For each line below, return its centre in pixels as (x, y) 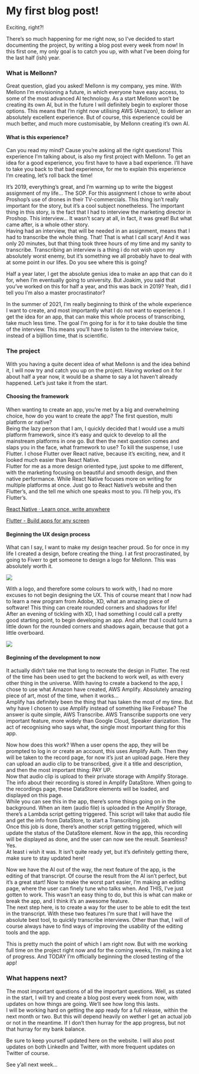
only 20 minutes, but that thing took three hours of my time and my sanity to (99, 243)
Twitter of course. (28, 1053)
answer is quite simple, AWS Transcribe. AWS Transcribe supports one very (99, 715)
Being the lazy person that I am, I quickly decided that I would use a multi (95, 428)
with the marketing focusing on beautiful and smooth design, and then (92, 472)
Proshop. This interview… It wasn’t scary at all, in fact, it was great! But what (99, 218)
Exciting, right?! (25, 27)
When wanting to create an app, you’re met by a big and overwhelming (93, 409)
